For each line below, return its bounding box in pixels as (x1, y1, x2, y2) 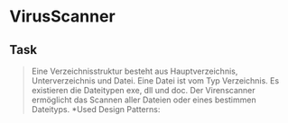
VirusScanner (9, 6, 116, 27)
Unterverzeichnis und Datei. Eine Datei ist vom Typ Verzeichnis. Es (31, 75, 280, 86)
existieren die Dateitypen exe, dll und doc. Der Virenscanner (31, 85, 255, 95)
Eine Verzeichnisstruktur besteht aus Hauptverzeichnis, (31, 66, 238, 76)
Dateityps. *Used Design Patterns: (31, 104, 161, 114)
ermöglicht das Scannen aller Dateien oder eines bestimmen (31, 94, 256, 105)
